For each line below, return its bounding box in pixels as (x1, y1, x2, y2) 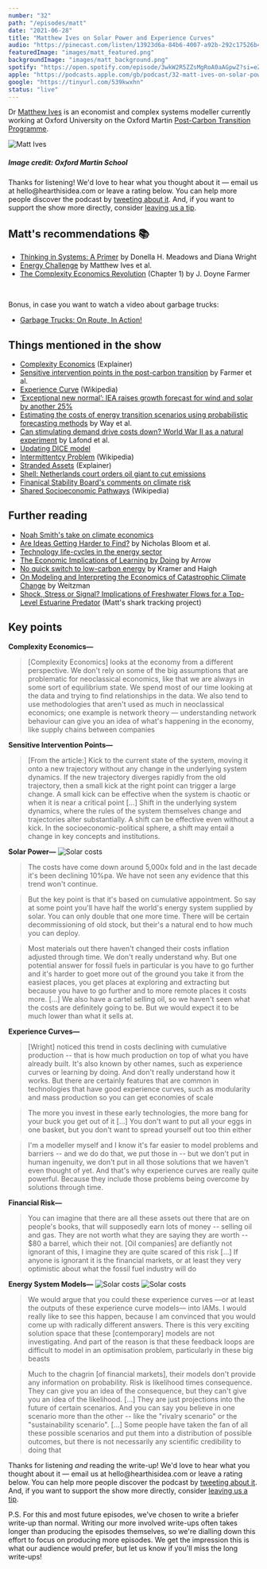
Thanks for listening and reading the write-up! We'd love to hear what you (8, 1460, 250, 1470)
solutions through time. (27, 1182, 104, 1192)
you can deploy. (27, 928, 81, 937)
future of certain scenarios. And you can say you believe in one (27, 1403, 236, 1412)
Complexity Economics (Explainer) (19, 359, 133, 369)
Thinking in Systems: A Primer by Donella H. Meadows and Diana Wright (19, 252, 257, 262)
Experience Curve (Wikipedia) (19, 385, 118, 394)
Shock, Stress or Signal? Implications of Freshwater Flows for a (19, 589, 227, 598)
